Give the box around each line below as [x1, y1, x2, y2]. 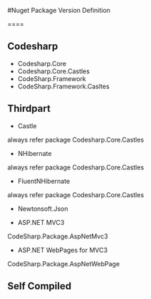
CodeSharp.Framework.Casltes [17, 82, 110, 90]
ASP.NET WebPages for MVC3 [17, 246, 108, 254]
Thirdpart [7, 103, 51, 115]
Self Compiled [7, 280, 72, 293]
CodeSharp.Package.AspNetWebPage [7, 259, 120, 268]
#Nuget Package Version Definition [7, 6, 110, 14]
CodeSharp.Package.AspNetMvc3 [7, 231, 108, 241]
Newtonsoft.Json [17, 204, 68, 213]
